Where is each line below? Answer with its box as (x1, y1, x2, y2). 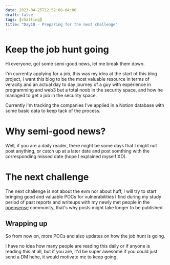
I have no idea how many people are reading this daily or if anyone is (5, 242, 150, 249)
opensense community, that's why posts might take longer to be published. (5, 205, 164, 211)
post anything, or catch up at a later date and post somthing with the (5, 148, 150, 154)
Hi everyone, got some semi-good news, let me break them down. (5, 61, 145, 67)
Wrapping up (5, 219, 48, 228)
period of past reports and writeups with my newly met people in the (5, 199, 150, 205)
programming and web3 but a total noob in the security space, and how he (5, 87, 163, 93)
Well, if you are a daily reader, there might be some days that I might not (5, 143, 157, 149)
